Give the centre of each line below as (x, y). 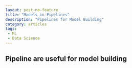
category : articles (26, 24)
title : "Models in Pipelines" (38, 15)
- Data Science (24, 39)
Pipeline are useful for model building (66, 59)
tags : (11, 29)
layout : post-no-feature (32, 10)
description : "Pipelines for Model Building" (54, 19)
